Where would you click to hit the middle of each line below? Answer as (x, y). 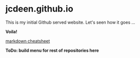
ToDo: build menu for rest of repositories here (52, 50)
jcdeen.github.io (40, 9)
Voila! (11, 31)
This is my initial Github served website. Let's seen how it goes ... (70, 22)
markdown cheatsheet (28, 41)
